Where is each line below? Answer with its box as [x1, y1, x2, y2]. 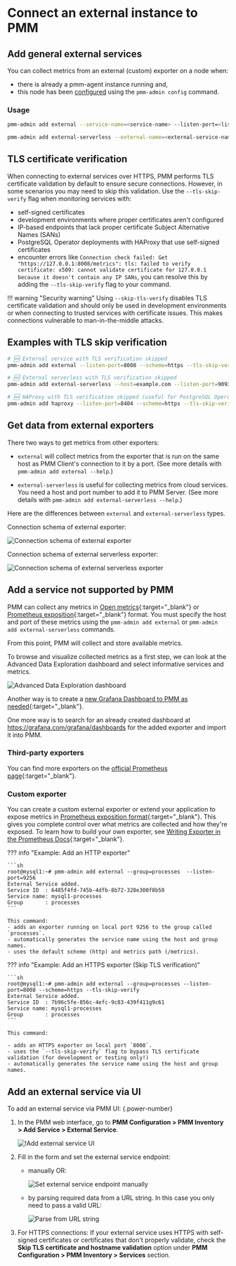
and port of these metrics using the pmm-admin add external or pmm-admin [7, 618, 218, 626]
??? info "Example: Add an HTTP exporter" [7, 849, 131, 857]
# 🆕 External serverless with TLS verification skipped [7, 374, 177, 381]
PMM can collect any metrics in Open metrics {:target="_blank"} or [7, 603, 199, 611]
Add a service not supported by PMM [7, 584, 174, 596]
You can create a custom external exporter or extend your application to [7, 805, 216, 814]
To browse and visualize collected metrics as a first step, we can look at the [7, 652, 227, 660]
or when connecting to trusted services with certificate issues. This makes [7, 308, 223, 317]
